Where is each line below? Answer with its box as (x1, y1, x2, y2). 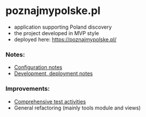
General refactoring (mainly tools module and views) (13, 104, 141, 111)
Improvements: (5, 85, 50, 93)
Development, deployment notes (13, 70, 93, 77)
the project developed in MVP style (13, 29, 99, 36)
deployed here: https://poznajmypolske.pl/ (13, 36, 117, 43)
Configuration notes (13, 64, 63, 71)
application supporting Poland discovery (13, 23, 112, 30)
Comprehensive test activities (13, 98, 86, 105)
